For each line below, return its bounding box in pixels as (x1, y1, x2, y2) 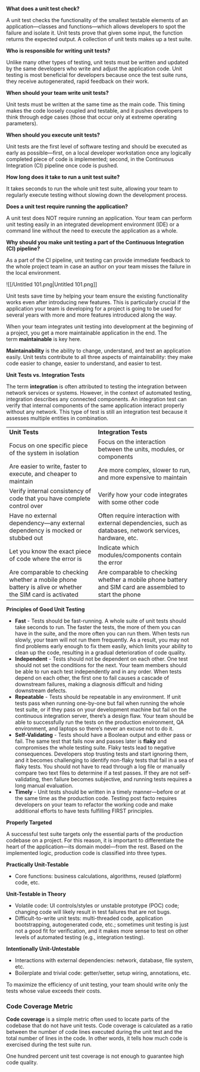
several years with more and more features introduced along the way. (6, 311, 177, 318)
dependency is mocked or (9, 526, 82, 534)
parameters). (6, 120, 38, 127)
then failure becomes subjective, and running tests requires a (41, 776, 192, 783)
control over (9, 502, 43, 510)
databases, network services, (98, 526, 180, 534)
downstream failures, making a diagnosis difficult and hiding (14, 681, 162, 687)
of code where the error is (9, 554, 82, 563)
